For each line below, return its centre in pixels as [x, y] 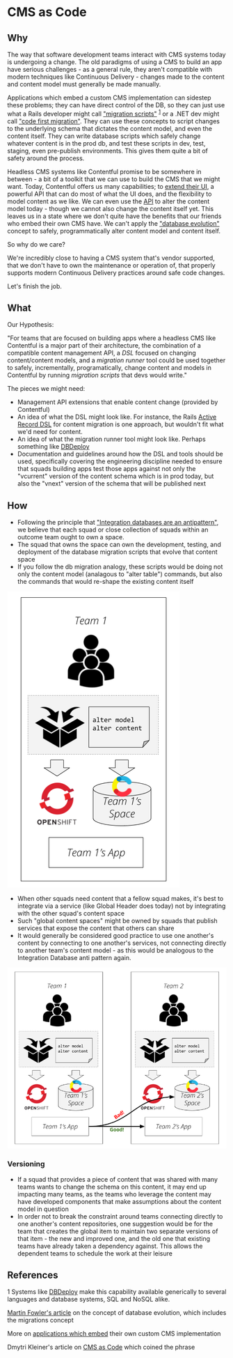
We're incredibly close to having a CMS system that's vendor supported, [111, 258]
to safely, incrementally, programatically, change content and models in [110, 368]
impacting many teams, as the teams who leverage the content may [114, 1194]
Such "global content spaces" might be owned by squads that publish [117, 921]
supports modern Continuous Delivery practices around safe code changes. [116, 272]
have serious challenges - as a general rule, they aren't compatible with [110, 69]
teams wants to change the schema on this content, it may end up [112, 1187]
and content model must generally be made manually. [84, 84]
